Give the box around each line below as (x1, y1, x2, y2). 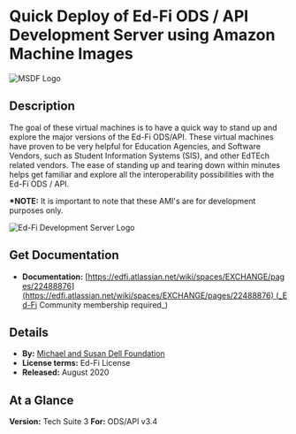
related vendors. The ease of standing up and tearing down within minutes (9, 159, 281, 170)
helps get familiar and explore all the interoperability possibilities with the (9, 169, 275, 179)
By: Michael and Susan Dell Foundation (21, 348, 165, 359)
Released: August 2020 (21, 367, 110, 377)
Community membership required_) (39, 299, 169, 310)
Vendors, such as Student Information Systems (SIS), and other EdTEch (9, 150, 270, 161)
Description (9, 99, 75, 114)
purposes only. (9, 205, 64, 216)
